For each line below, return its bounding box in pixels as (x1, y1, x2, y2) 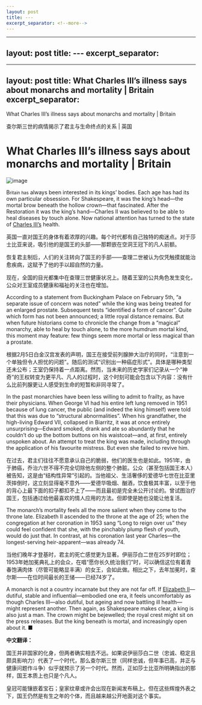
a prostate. (6, 338, 33, 346)
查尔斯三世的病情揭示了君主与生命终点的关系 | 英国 (6, 123, 132, 130)
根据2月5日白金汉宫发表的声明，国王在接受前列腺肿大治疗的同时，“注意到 (6, 350, 189, 358)
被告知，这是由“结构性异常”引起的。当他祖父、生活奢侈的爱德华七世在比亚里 (6, 472, 195, 479)
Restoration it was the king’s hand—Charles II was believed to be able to (6, 207, 185, 215)
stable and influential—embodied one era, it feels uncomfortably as (25, 592, 191, 599)
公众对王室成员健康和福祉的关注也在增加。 (6, 281, 112, 288)
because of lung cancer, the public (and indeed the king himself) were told (6, 405, 191, 413)
